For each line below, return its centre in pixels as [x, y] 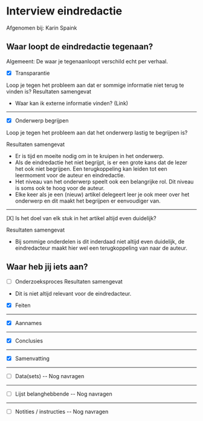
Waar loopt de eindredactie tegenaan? [80, 47]
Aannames [28, 323]
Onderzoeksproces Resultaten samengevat [69, 281]
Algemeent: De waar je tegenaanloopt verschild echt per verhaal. [87, 61]
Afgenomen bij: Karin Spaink [42, 28]
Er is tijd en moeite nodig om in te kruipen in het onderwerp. [89, 156]
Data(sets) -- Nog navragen [50, 376]
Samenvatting [32, 358]
